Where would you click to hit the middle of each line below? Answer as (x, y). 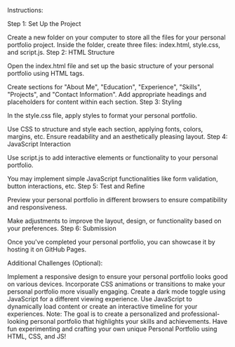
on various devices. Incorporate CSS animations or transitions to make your (116, 284)
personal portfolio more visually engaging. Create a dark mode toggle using (116, 292)
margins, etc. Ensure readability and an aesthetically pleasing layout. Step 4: (117, 137)
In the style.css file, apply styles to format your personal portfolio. (102, 116)
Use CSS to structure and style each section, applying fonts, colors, (105, 129)
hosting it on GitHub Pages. (47, 249)
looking (18, 321)
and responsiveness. (38, 207)
